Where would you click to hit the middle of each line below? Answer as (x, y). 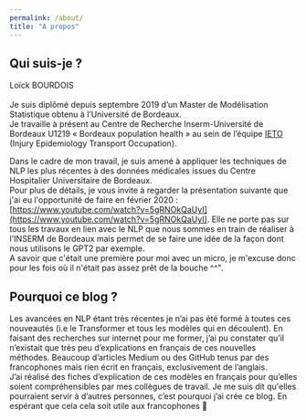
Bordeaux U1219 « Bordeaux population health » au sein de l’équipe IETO (146, 134)
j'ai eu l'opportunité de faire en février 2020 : (94, 200)
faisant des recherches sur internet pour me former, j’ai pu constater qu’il (147, 338)
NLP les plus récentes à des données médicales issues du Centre (132, 171)
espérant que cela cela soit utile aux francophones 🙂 (109, 406)
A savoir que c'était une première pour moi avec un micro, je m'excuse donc (153, 258)
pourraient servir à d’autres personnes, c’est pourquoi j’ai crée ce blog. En (148, 396)
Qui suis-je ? (46, 63)
